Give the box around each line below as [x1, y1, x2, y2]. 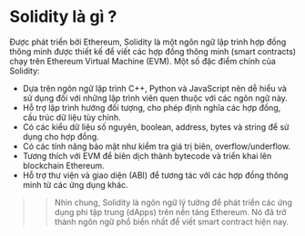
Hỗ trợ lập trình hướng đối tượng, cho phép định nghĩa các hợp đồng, [22, 102, 281, 113]
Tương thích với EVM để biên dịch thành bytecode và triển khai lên [22, 150, 272, 161]
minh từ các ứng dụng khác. [22, 179, 129, 190]
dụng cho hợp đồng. [22, 131, 100, 142]
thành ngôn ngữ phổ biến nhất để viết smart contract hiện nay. [54, 216, 290, 227]
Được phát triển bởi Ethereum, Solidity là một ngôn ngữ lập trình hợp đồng [9, 36, 287, 47]
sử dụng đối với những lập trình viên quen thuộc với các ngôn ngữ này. [22, 93, 289, 103]
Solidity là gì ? [9, 6, 117, 27]
